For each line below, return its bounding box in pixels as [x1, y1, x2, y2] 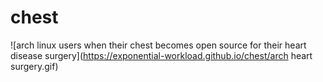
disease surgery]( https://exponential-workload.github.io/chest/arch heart [10, 49, 313, 61]
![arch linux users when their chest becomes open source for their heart [10, 39, 307, 51]
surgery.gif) [10, 60, 59, 72]
